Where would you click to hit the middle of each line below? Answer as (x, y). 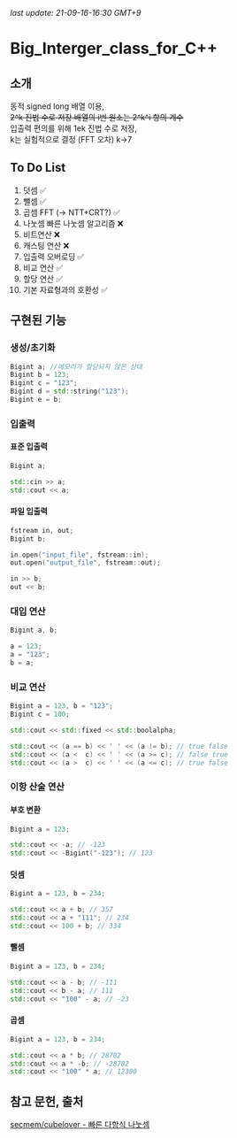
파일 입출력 (29, 511)
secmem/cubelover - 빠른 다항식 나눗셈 (80, 1125)
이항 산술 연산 (38, 787)
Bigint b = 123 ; (40, 375)
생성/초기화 (33, 348)
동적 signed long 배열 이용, (57, 106)
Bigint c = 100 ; (40, 715)
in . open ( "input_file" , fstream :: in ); (80, 555)
